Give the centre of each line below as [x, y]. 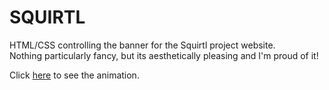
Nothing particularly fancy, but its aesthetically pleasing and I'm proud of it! [164, 55]
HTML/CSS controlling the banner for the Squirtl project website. [142, 45]
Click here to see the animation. [74, 75]
